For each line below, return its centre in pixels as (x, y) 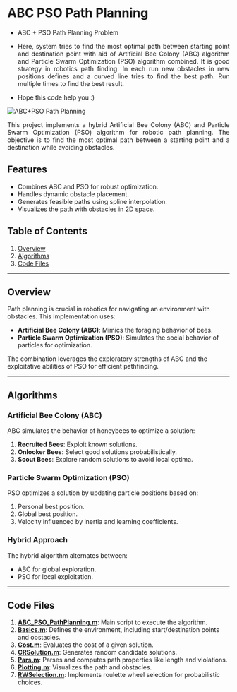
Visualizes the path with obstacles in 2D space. (86, 209)
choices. (30, 682)
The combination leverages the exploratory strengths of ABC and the (108, 359)
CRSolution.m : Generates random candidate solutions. (97, 652)
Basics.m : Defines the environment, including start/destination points (119, 630)
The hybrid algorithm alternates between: (68, 555)
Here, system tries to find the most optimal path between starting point (123, 46)
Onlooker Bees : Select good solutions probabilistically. (97, 452)
